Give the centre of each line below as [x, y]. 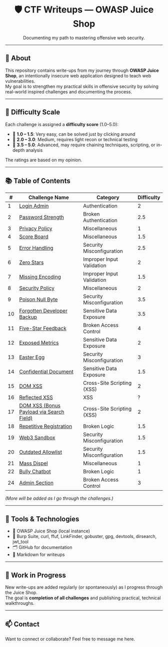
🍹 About [18, 58]
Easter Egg [32, 357]
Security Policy [37, 288]
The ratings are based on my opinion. [44, 160]
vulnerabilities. [20, 81]
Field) [26, 418]
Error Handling [36, 248]
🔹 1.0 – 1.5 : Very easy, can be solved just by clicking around [74, 134]
